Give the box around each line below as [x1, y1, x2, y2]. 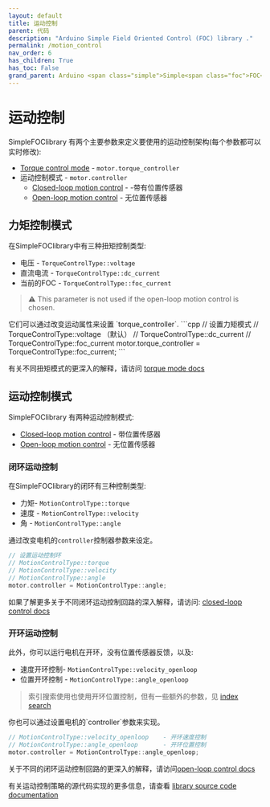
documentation [8, 789, 59, 800]
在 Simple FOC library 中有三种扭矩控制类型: [8, 241, 146, 251]
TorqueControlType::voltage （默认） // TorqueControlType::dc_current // [8, 330, 252, 339]
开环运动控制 [8, 628, 59, 639]
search [27, 701, 51, 711]
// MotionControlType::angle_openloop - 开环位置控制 [8, 741, 207, 749]
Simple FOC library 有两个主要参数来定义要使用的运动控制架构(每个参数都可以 [8, 137, 261, 146]
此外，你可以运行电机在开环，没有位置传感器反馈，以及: [8, 648, 194, 657]
